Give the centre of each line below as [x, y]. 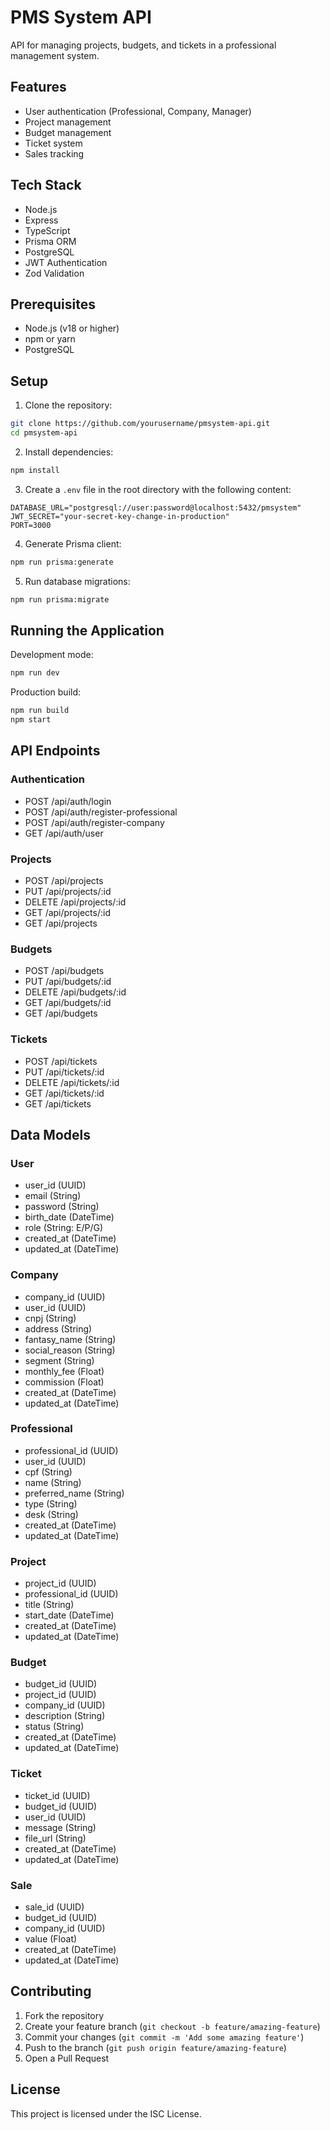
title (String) [49, 1605]
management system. [55, 55]
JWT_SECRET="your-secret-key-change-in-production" [120, 516]
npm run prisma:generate [62, 562]
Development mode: [52, 655]
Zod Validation [54, 273]
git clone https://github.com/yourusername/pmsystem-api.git [140, 424]
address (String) [58, 1328]
